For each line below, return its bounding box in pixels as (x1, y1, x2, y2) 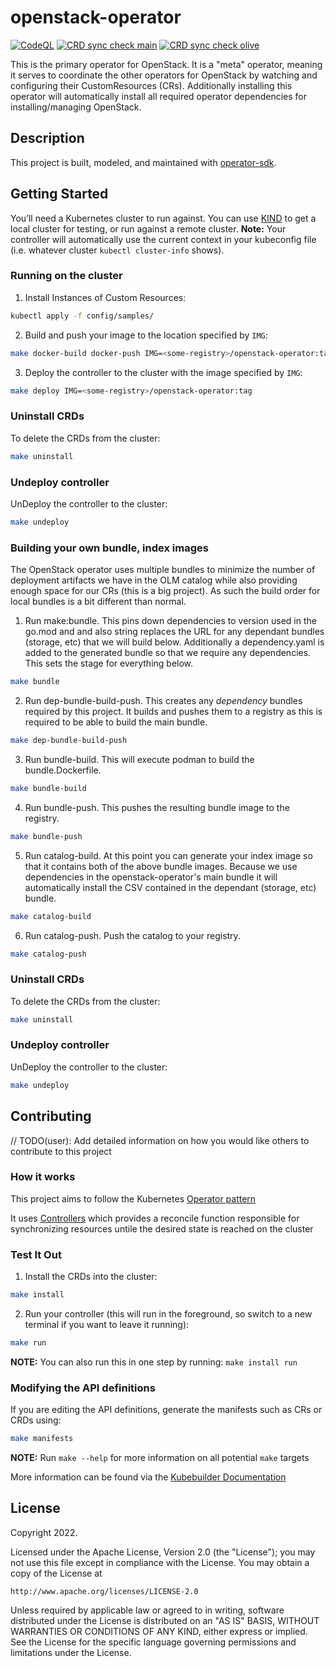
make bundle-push (10, 831, 83, 841)
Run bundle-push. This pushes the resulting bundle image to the (24, 801, 290, 813)
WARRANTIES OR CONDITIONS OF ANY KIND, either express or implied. (10, 1625, 308, 1637)
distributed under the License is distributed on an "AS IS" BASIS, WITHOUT (10, 1614, 320, 1626)
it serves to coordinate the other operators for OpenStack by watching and (10, 69, 318, 81)
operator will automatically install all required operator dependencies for (10, 90, 307, 102)
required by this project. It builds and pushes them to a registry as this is (24, 706, 323, 717)
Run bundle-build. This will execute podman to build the (24, 753, 255, 765)
